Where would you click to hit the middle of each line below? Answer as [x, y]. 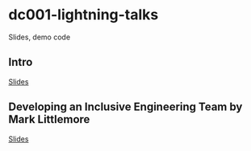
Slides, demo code [40, 37]
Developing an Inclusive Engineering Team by [125, 107]
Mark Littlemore [49, 119]
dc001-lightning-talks [84, 15]
